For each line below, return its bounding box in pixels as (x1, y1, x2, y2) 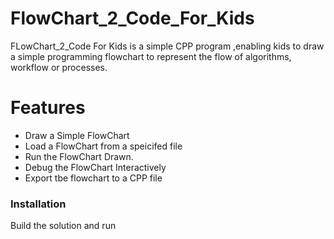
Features (10, 97, 86, 119)
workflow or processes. (10, 61, 108, 73)
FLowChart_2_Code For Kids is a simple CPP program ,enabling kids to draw (10, 40, 325, 52)
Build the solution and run (10, 220, 117, 232)
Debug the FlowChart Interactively (24, 161, 167, 173)
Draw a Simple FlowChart (24, 129, 130, 141)
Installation (10, 197, 67, 211)
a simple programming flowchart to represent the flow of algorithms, (10, 50, 292, 62)
